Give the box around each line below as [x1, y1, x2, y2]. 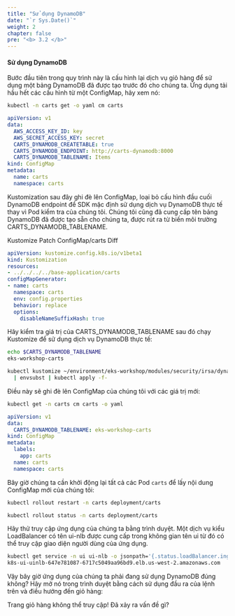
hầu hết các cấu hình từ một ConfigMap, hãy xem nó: [7, 88, 161, 97]
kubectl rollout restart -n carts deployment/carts [7, 499, 161, 506]
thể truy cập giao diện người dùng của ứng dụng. [7, 540, 148, 548]
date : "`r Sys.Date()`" [7, 17, 77, 24]
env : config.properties [13, 295, 83, 302]
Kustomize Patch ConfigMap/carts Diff [7, 236, 118, 244]
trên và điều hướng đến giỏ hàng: [7, 587, 104, 596]
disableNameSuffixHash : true [20, 315, 105, 322]
